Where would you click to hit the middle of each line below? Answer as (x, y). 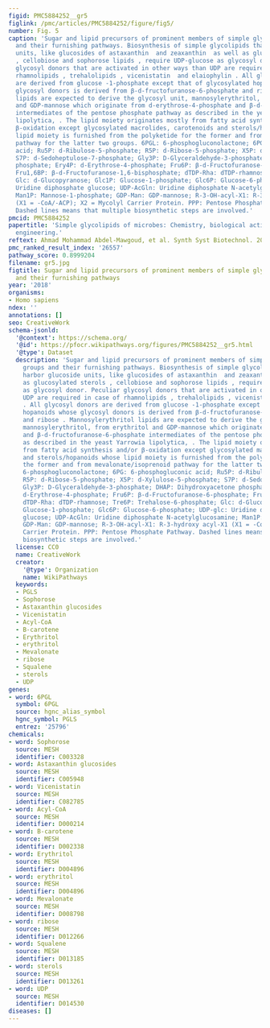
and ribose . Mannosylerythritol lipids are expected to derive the (140, 420)
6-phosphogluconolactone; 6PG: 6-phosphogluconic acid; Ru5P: (129, 473)
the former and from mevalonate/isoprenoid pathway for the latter (138, 465)
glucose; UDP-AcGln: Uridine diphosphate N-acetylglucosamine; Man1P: (143, 517)
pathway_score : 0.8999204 (51, 255)
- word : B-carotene (41, 832)
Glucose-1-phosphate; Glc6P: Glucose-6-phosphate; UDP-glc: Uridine (140, 510)
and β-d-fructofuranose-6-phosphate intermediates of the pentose (136, 435)
